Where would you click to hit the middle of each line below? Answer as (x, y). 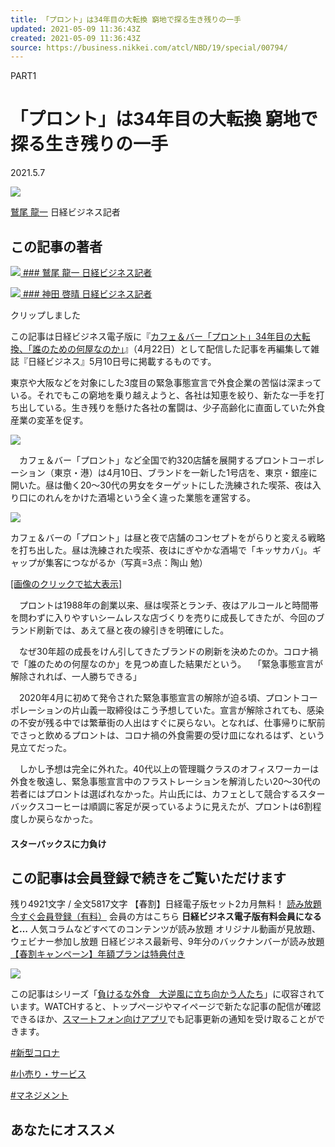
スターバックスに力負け (58, 843)
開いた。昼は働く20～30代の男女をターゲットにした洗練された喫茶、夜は (161, 485)
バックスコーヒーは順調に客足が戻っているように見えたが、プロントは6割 (161, 806)
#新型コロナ (35, 1053)
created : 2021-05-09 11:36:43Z (75, 38)
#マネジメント (39, 1095)
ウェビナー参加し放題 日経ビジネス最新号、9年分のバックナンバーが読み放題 (167, 942)
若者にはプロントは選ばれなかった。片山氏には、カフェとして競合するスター (168, 794)
